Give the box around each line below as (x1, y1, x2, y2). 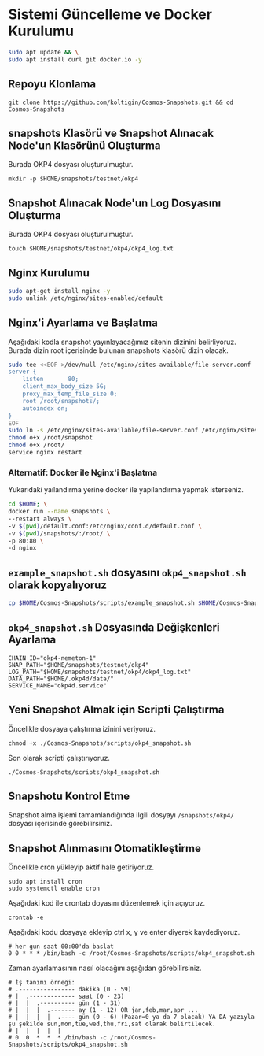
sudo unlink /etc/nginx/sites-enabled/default (8, 294, 163, 302)
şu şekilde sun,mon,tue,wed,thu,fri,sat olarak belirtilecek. (8, 1020, 216, 1028)
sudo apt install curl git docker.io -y (8, 55, 143, 64)
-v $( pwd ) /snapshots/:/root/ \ (8, 529, 111, 537)
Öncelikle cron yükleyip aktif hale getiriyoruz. (8, 862, 155, 872)
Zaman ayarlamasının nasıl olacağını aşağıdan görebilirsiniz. (8, 963, 202, 973)
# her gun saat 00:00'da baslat (8, 943, 114, 950)
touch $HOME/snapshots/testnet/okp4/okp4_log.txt (8, 245, 174, 253)
